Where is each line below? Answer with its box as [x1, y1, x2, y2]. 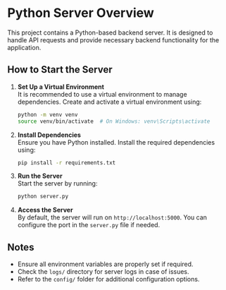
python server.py [17, 193, 69, 200]
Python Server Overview [7, 5, 155, 21]
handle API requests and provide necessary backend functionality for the [7, 35, 220, 44]
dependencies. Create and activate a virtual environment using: [17, 97, 202, 106]
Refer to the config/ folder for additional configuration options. [17, 275, 200, 284]
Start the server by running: [17, 179, 98, 188]
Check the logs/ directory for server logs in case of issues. [17, 267, 189, 276]
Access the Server [17, 206, 73, 215]
